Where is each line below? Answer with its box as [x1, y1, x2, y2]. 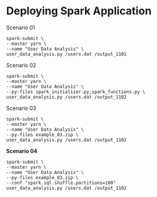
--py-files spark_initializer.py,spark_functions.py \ [6, 88, 146, 95]
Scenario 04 [6, 147, 38, 155]
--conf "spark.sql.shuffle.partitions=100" [6, 180, 116, 186]
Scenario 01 [6, 24, 35, 31]
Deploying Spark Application [6, 4, 152, 18]
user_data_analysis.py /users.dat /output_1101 [6, 51, 127, 57]
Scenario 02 [6, 61, 36, 69]
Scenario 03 [6, 104, 36, 112]
